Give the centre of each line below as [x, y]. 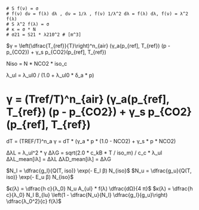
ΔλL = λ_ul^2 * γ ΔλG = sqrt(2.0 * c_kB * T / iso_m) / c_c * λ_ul [84, 153]
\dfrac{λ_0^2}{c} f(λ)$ [34, 201]
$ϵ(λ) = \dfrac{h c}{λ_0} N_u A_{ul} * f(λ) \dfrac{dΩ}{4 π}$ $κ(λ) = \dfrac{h [99, 189]
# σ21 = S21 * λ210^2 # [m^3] [44, 35]
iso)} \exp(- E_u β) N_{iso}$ [40, 177]
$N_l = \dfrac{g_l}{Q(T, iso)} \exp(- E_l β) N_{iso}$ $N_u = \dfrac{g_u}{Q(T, [99, 171]
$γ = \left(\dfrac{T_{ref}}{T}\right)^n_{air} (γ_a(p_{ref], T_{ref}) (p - [88, 46]
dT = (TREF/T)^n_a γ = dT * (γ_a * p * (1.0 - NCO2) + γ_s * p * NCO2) [91, 141]
